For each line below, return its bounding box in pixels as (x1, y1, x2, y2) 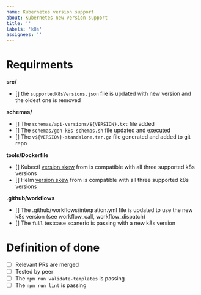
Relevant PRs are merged (15, 261, 79, 268)
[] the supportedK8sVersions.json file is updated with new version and (15, 90, 191, 98)
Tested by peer (15, 268, 54, 275)
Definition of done (6, 241, 100, 255)
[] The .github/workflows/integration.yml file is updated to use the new (15, 206, 193, 214)
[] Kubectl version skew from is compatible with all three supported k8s (15, 163, 196, 171)
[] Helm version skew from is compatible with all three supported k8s (15, 177, 189, 184)
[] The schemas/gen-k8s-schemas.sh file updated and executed (15, 126, 171, 134)
